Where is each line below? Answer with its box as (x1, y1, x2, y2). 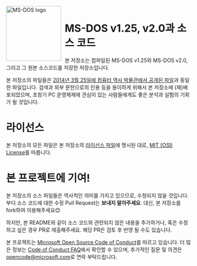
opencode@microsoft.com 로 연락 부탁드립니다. (6, 253, 117, 260)
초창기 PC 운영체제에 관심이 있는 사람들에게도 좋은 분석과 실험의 (32, 91, 179, 98)
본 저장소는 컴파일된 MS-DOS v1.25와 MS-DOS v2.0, (64, 57, 188, 64)
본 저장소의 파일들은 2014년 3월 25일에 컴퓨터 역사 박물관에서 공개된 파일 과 (6, 76, 179, 84)
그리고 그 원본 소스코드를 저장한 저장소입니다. (6, 64, 110, 71)
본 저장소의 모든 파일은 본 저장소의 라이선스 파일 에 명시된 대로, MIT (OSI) (6, 141, 173, 148)
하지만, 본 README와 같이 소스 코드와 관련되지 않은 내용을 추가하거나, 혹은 (6, 219, 178, 226)
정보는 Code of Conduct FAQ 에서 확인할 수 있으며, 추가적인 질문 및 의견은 (12, 246, 182, 253)
